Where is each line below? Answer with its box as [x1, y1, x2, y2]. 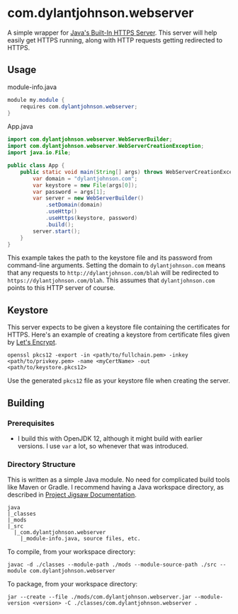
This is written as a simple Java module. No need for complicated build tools [7, 475, 230, 484]
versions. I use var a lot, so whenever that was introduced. [17, 441, 189, 450]
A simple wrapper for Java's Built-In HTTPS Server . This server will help [7, 28, 217, 37]
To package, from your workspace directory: [7, 580, 138, 589]
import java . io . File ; [7, 149, 72, 156]
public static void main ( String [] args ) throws [20, 168, 163, 175]
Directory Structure [7, 459, 76, 469]
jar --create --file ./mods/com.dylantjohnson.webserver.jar [7, 593, 192, 601]
